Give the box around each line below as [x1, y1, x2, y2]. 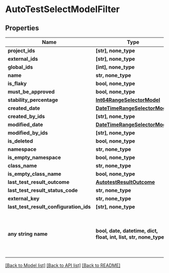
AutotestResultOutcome [95, 178, 155, 186]
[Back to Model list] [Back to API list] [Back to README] [5, 262, 121, 268]
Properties [5, 24, 39, 32]
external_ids [8, 56, 38, 62]
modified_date [8, 121, 43, 128]
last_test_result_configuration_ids [8, 203, 91, 210]
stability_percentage [8, 97, 58, 103]
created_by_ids [8, 113, 45, 120]
